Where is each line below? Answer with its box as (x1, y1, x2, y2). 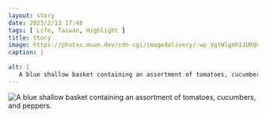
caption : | (8, 48, 44, 56)
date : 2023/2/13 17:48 (8, 19, 83, 27)
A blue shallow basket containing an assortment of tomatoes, (18, 70, 228, 78)
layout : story (8, 11, 55, 20)
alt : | (8, 63, 30, 71)
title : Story (8, 33, 51, 42)
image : (8, 41, 30, 49)
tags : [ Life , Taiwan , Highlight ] (8, 26, 126, 34)
